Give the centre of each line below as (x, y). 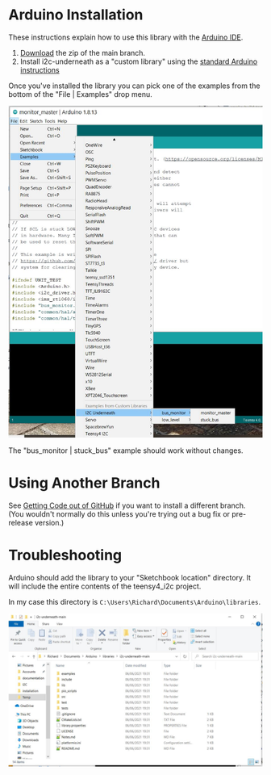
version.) (50, 523)
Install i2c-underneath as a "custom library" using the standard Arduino (139, 61)
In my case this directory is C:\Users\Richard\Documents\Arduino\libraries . (134, 602)
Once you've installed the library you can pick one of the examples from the (134, 86)
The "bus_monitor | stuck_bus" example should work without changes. (126, 450)
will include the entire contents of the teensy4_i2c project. (105, 586)
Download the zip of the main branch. (83, 52)
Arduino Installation (76, 15)
